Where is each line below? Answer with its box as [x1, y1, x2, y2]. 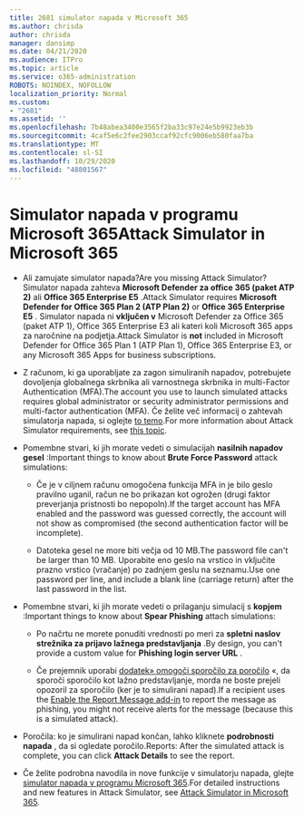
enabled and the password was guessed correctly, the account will [35, 509, 287, 520]
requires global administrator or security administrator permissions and [22, 396, 289, 407]
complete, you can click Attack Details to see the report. [22, 750, 235, 762]
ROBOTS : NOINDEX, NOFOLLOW [9, 81, 112, 90]
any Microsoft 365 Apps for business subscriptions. [22, 350, 216, 361]
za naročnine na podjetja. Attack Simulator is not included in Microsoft [22, 330, 284, 341]
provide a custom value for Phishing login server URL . [35, 647, 243, 658]
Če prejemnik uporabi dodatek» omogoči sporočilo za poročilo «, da [35, 665, 290, 676]
